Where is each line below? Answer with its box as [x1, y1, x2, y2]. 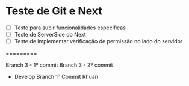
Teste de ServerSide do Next [14, 31, 86, 38]
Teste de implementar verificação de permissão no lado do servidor [14, 38, 183, 45]
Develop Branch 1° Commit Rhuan [14, 73, 99, 81]
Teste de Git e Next [5, 4, 103, 18]
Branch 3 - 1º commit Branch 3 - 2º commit [5, 61, 113, 69]
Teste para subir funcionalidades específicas [14, 24, 126, 31]
